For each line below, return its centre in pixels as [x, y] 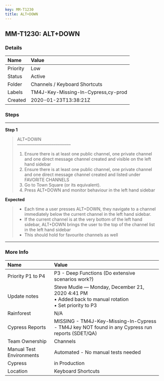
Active [38, 76]
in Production [69, 363]
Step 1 [11, 130]
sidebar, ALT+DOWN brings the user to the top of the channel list [90, 225]
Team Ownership [27, 341]
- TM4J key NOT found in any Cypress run [103, 327]
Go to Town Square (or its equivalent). [62, 185]
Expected [15, 200]
